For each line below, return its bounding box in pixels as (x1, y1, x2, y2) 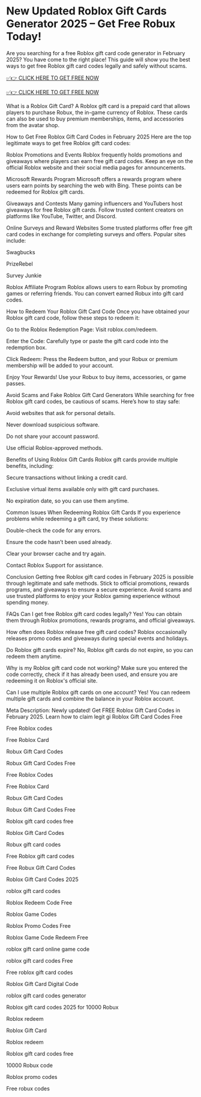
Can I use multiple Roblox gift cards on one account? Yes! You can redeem (6, 689, 191, 696)
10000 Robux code (6, 1062, 53, 1069)
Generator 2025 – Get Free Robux (6, 17, 176, 31)
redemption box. (6, 344, 47, 351)
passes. (6, 380, 26, 387)
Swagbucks (6, 248, 35, 256)
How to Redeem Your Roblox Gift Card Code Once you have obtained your (6, 308, 190, 315)
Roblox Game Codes (6, 910, 57, 918)
